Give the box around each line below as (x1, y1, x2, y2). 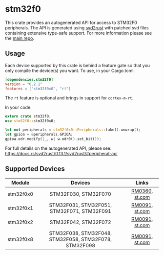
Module (11, 179, 30, 186)
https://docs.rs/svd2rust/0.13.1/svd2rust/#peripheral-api (5, 150, 118, 156)
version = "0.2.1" (5, 82, 42, 87)
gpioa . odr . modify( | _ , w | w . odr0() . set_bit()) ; (5, 136, 102, 141)
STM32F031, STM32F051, (49, 202, 112, 209)
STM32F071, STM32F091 (49, 208, 111, 214)
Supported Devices (5, 165, 65, 173)
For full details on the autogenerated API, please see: (5, 145, 112, 151)
